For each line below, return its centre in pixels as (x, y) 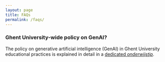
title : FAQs (18, 15)
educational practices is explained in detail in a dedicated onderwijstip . (80, 54)
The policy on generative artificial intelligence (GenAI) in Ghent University (82, 49)
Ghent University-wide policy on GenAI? (56, 37)
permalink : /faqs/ (25, 19)
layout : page (19, 10)
